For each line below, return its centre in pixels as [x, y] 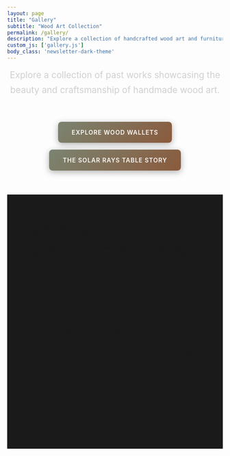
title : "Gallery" [32, 20]
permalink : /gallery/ [38, 33]
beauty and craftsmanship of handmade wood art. [115, 90]
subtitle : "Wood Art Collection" [55, 26]
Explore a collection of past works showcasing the [115, 75]
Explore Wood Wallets [115, 132]
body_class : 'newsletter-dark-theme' [61, 52]
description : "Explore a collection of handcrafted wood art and [102, 39]
